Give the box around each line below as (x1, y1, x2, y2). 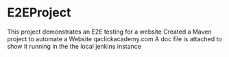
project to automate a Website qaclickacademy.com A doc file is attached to (7, 34, 222, 43)
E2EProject (7, 5, 71, 21)
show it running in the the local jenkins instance (7, 42, 142, 50)
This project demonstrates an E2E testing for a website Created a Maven (7, 27, 213, 36)
